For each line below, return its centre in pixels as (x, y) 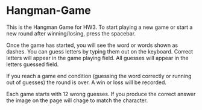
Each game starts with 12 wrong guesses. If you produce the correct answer (101, 94)
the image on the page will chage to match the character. (77, 100)
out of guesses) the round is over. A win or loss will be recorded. (87, 82)
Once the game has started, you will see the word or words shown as (92, 45)
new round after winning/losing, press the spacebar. (71, 33)
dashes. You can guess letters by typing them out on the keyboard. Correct (100, 51)
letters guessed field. (33, 64)
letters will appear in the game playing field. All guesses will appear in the (97, 58)
